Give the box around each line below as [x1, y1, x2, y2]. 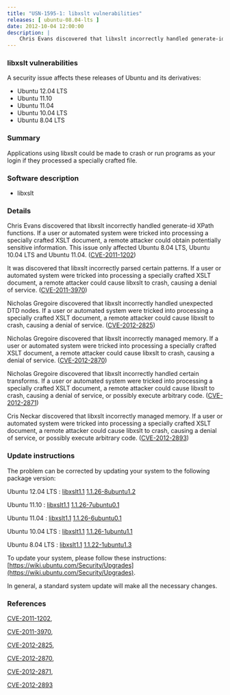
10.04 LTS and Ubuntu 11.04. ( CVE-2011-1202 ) [7, 251, 136, 259]
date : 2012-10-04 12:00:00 [7, 23, 84, 30]
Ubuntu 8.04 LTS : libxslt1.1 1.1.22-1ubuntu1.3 [7, 540, 132, 549]
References [7, 598, 47, 608]
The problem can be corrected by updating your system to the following [7, 467, 210, 475]
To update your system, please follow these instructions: [7, 554, 166, 562]
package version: [7, 474, 56, 482]
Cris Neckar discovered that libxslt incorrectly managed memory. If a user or [7, 412, 223, 421]
